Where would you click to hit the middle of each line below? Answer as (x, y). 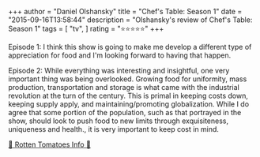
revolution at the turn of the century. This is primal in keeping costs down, (128, 95)
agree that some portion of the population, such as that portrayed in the (125, 112)
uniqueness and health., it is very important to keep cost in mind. (114, 129)
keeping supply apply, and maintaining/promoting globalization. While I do (129, 104)
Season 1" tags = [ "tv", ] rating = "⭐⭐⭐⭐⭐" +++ (86, 28)
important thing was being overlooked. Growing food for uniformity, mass (128, 79)
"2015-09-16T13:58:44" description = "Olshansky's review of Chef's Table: (130, 20)
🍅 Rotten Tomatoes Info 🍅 (49, 144)
